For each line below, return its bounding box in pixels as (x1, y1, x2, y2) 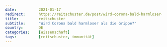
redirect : (5, 12, 26, 17)
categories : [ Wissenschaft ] (5, 30, 70, 35)
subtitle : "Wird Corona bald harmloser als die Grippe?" (5, 21, 137, 26)
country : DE (5, 25, 43, 30)
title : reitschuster (5, 16, 66, 21)
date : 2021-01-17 (5, 7, 61, 12)
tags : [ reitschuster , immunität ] (5, 35, 94, 40)
